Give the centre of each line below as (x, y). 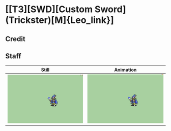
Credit (15, 39)
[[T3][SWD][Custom (49, 9)
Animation (125, 70)
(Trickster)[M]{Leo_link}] (60, 20)
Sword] (110, 9)
